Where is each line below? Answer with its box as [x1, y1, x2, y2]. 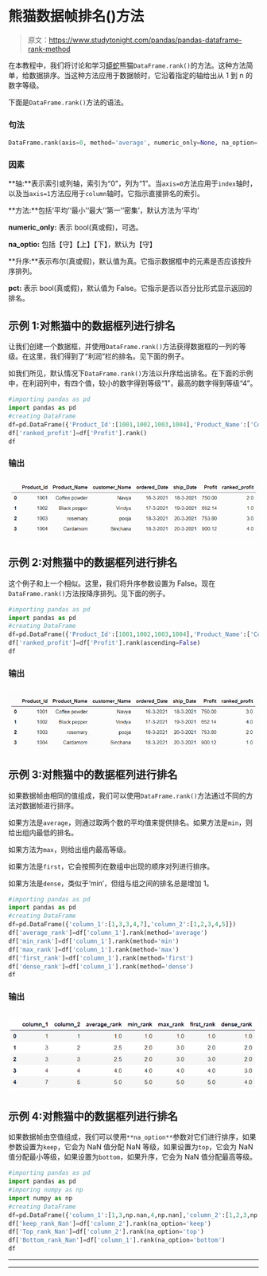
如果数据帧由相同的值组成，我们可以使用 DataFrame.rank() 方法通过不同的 [8, 791, 246, 800]
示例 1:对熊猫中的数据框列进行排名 [8, 319, 176, 332]
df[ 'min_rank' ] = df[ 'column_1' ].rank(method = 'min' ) [8, 937, 180, 945]
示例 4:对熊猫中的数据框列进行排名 [8, 1109, 179, 1123]
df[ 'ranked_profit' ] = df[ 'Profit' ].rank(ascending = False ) [8, 639, 201, 647]
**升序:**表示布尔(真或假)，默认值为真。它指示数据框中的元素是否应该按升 [8, 257, 253, 266]
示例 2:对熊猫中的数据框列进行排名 [8, 556, 178, 570]
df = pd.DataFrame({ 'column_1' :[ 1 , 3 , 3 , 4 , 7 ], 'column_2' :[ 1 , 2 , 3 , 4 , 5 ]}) [8, 921, 237, 929]
